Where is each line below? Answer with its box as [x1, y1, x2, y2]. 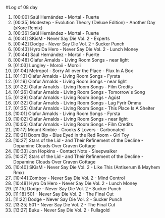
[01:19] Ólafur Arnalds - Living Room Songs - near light [13, 78, 127, 84]
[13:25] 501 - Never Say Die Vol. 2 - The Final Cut [13, 202, 116, 207]
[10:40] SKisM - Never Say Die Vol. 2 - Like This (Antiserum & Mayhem [13, 164, 160, 170]
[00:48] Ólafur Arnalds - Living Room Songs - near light [13, 57, 129, 63]
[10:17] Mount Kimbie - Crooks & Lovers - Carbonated [13, 127, 125, 133]
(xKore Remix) [13, 25, 43, 31]
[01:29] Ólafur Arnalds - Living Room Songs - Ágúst [13, 94, 121, 100]
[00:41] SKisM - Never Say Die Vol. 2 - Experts [13, 35, 110, 41]
